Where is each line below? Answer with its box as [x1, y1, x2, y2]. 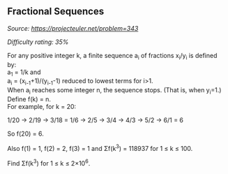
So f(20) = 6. [7, 129, 44, 138]
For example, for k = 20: [7, 103, 77, 110]
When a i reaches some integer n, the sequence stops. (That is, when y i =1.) [7, 86, 222, 96]
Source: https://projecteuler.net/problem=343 [7, 24, 139, 32]
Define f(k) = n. [7, 95, 51, 103]
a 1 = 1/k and [7, 68, 41, 78]
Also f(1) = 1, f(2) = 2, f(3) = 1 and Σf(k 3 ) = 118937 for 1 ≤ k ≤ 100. [7, 143, 193, 152]
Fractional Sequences [7, 6, 105, 17]
